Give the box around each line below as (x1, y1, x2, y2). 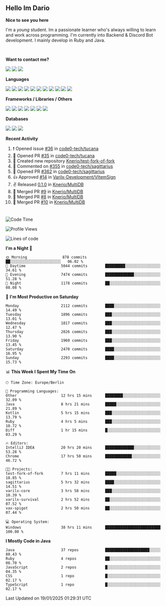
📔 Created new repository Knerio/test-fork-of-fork (12, 158, 115, 164)
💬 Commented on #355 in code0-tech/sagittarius (12, 163, 113, 169)
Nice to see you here (5, 17, 49, 23)
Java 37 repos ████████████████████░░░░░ (5, 548, 161, 553)
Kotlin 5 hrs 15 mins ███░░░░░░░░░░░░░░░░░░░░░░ (5, 410, 161, 415)
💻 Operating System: (5, 519, 50, 524)
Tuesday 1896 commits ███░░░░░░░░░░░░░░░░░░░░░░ (5, 312, 161, 317)
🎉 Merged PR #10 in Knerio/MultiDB (12, 199, 85, 205)
